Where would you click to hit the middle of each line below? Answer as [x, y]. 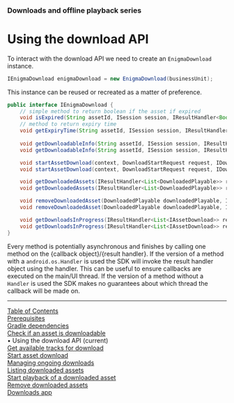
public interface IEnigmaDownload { [60, 105]
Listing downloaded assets [46, 370]
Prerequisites [26, 318]
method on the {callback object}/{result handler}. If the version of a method [116, 254]
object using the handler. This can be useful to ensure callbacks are [104, 268]
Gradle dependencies [38, 326]
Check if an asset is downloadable [56, 333]
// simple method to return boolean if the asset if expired [110, 111]
